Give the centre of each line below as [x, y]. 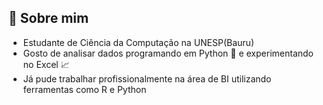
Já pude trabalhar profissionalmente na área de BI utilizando [147, 78]
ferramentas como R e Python [84, 89]
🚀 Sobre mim [49, 18]
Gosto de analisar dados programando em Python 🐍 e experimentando [168, 53]
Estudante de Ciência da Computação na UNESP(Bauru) [138, 42]
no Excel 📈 [46, 64]
